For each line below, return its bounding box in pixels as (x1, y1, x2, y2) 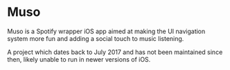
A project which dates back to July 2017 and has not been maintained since (7, 48, 223, 56)
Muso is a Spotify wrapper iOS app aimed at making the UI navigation (7, 27, 206, 35)
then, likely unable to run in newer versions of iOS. (7, 55, 151, 63)
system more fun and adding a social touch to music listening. (7, 34, 184, 42)
